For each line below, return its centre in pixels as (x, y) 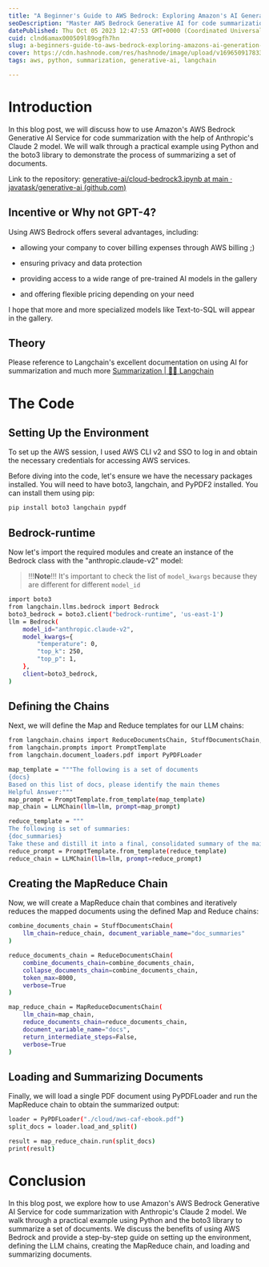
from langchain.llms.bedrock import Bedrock (84, 607)
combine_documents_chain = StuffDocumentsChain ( (91, 926)
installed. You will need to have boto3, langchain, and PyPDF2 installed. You (133, 485)
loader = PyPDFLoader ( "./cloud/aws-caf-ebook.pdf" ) (96, 1120)
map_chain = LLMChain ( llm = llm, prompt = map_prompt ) (94, 807)
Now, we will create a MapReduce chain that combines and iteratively (123, 903)
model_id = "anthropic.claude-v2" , (78, 629)
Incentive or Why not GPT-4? (82, 213)
